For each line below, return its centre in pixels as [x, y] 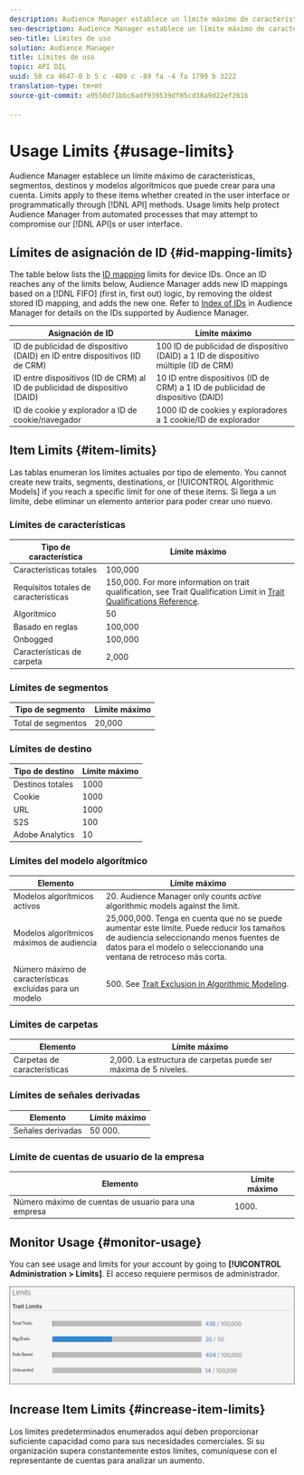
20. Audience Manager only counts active [184, 896]
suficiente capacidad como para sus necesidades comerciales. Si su [137, 1441]
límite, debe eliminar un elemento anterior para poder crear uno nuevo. [141, 501]
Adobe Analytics [44, 835]
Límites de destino [51, 749]
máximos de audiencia [55, 943]
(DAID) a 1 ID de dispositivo [208, 356]
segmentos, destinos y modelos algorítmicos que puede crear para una [142, 186]
